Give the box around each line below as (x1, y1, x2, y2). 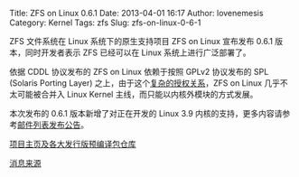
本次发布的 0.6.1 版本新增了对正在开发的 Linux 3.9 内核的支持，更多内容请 (9, 108, 283, 118)
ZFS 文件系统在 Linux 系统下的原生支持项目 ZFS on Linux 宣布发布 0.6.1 (9, 36, 274, 46)
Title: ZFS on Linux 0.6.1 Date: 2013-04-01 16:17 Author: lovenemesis (9, 8, 264, 18)
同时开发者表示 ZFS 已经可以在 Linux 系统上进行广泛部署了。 (24, 47, 251, 58)
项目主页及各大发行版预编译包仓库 (9, 139, 136, 149)
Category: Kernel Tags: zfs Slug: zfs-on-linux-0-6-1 (9, 17, 201, 28)
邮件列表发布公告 (17, 119, 81, 130)
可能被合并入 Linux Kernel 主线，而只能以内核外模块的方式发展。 (16, 89, 258, 99)
